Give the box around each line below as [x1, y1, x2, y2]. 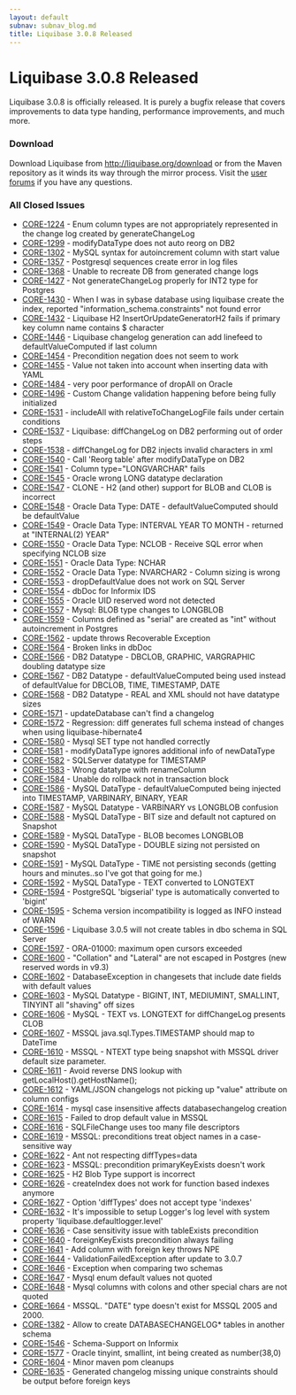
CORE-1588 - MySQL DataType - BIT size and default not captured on [21, 811, 277, 821]
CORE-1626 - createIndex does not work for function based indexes [21, 1178, 269, 1189]
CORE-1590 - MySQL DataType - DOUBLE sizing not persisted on [21, 839, 261, 850]
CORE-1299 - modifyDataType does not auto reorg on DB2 [21, 237, 236, 248]
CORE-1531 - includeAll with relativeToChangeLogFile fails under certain [21, 406, 285, 417]
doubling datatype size [21, 660, 106, 671]
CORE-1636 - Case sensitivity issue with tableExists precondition [21, 1225, 259, 1236]
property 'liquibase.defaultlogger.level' [21, 1215, 163, 1226]
